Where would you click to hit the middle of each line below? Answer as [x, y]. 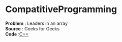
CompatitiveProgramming [61, 9]
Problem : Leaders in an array [36, 23]
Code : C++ [17, 34]
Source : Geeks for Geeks [33, 28]
